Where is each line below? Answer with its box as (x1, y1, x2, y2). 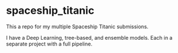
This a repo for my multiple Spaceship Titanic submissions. (6, 23, 149, 30)
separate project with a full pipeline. (6, 40, 93, 47)
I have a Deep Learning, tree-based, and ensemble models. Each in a (6, 34, 173, 41)
